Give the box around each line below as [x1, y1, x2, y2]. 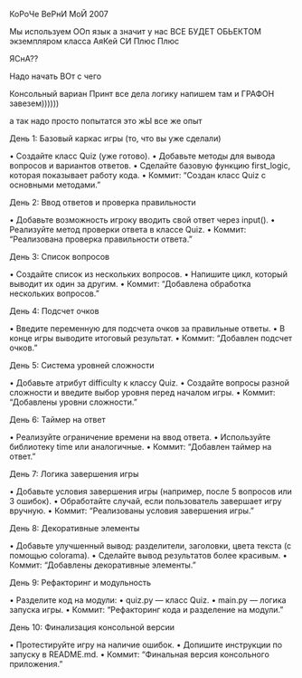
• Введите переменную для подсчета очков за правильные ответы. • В [9, 323, 286, 334]
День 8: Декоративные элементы [9, 523, 140, 533]
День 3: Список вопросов [9, 252, 110, 262]
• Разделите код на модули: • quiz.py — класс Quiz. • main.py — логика [9, 595, 287, 606]
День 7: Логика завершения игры [9, 469, 139, 479]
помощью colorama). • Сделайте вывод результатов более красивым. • [9, 550, 288, 560]
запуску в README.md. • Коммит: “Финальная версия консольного [9, 649, 269, 660]
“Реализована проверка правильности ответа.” [9, 234, 193, 244]
